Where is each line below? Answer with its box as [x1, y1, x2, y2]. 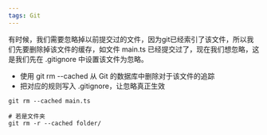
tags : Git [8, 11, 41, 20]
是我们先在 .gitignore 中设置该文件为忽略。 [8, 54, 149, 64]
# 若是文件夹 [8, 112, 45, 120]
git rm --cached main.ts [8, 97, 91, 105]
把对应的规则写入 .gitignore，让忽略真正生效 [19, 81, 166, 91]
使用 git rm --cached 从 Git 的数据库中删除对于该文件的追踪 [19, 71, 215, 80]
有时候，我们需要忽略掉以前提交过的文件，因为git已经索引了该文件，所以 [8, 34, 247, 44]
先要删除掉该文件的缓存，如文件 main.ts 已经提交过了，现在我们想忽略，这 [14, 44, 260, 54]
